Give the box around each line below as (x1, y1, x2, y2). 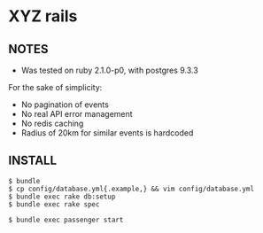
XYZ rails (8, 6, 78, 27)
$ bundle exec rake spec (8, 199, 100, 209)
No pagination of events (20, 99, 110, 110)
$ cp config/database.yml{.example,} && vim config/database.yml (8, 184, 254, 193)
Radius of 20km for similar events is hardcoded (20, 128, 194, 138)
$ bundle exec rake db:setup (8, 192, 116, 201)
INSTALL (8, 153, 58, 168)
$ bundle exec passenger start (8, 215, 124, 224)
